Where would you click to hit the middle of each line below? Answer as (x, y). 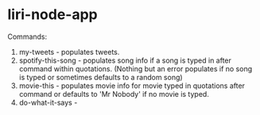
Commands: (27, 36)
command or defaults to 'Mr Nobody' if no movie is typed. (114, 94)
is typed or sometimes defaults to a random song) (101, 77)
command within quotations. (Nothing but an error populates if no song (135, 68)
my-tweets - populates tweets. (69, 52)
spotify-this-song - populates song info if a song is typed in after (125, 60)
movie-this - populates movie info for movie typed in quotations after (132, 86)
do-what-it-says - (48, 102)
